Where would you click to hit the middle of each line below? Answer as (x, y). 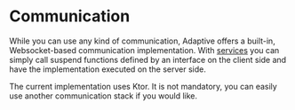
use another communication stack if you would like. (104, 96)
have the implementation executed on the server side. (108, 69)
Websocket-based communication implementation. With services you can (144, 50)
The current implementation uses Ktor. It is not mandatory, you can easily (143, 86)
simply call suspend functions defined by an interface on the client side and (148, 59)
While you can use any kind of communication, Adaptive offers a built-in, (142, 41)
